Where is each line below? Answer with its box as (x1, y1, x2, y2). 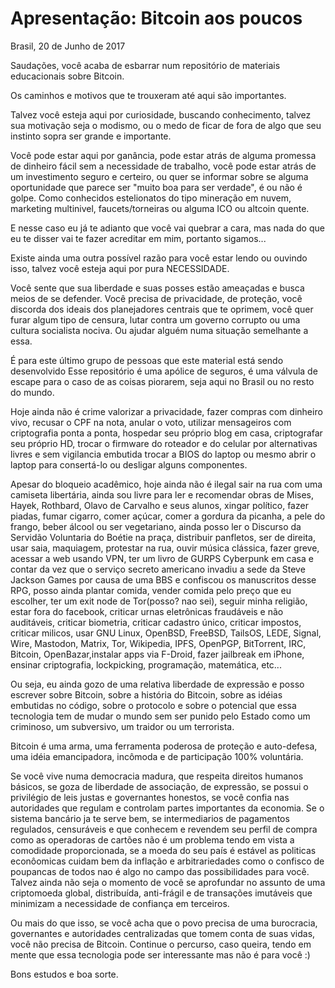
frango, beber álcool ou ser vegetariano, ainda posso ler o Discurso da (10, 520, 302, 532)
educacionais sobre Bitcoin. (10, 70, 125, 82)
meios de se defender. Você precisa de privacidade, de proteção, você (10, 292, 303, 304)
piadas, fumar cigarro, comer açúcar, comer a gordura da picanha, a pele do (10, 510, 326, 522)
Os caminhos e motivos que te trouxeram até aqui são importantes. (10, 89, 287, 101)
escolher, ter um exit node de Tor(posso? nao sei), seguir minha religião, (10, 595, 308, 607)
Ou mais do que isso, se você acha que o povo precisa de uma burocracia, (10, 917, 318, 929)
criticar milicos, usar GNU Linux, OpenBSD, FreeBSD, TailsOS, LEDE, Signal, (10, 627, 322, 639)
